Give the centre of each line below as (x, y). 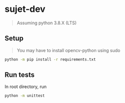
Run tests (20, 75)
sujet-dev (25, 9)
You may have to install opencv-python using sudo (68, 50)
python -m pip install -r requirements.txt (50, 59)
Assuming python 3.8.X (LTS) (47, 23)
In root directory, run (26, 87)
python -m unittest (25, 96)
